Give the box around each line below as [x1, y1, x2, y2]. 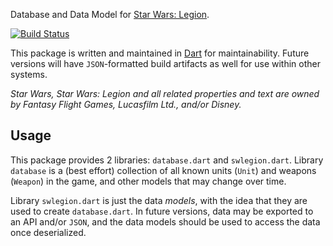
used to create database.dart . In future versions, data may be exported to [10, 205, 314, 217]
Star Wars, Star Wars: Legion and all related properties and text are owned [10, 88, 320, 99]
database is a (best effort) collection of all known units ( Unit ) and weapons [10, 164, 317, 176]
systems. [10, 69, 48, 80]
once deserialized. [10, 226, 87, 238]
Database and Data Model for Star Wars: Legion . [10, 9, 210, 20]
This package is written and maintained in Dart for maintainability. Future [10, 47, 310, 59]
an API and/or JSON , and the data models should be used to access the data [10, 215, 321, 228]
